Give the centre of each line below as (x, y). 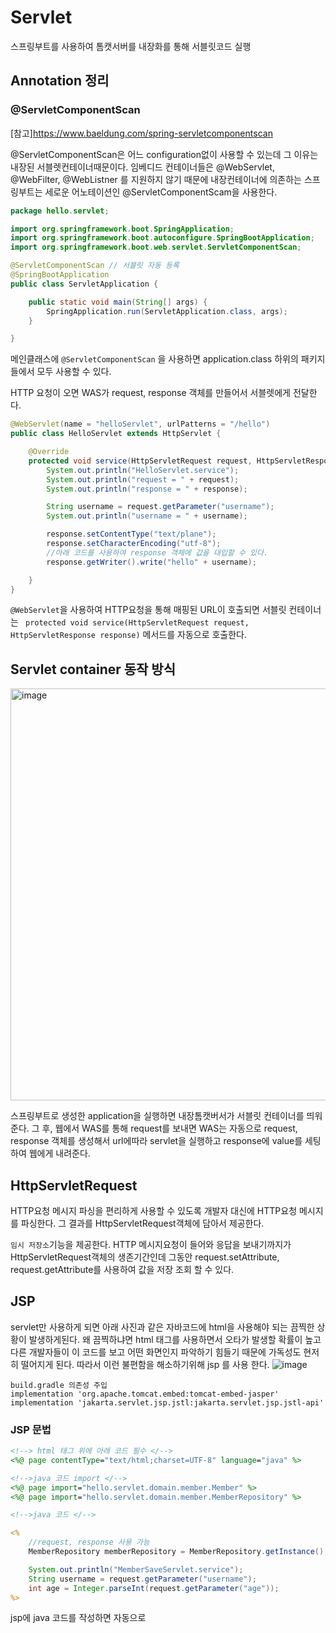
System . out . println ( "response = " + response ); (147, 489)
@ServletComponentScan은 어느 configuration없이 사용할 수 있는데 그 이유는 (164, 154)
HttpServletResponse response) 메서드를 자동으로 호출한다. (129, 635)
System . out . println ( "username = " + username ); (147, 516)
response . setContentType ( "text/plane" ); (131, 534)
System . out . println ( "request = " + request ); (143, 479)
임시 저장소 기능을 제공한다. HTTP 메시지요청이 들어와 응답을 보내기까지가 (151, 1244)
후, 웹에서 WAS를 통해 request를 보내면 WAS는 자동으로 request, (169, 1128)
